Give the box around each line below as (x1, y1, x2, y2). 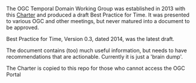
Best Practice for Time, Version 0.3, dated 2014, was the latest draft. (6, 36, 175, 42)
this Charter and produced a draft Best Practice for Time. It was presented (6, 11, 190, 18)
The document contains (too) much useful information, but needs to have (6, 47, 188, 54)
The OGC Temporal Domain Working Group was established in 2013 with (6, 5, 186, 12)
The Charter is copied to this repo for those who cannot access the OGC (6, 65, 185, 72)
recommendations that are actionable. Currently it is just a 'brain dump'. (6, 53, 183, 60)
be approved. (6, 24, 40, 31)
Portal (6, 71, 21, 78)
